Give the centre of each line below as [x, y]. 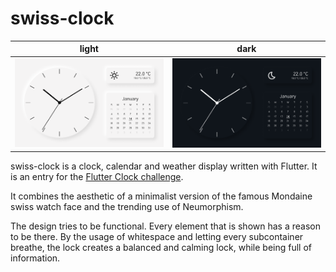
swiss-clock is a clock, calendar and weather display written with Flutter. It [164, 166]
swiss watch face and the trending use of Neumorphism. [127, 207]
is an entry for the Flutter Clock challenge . [97, 177]
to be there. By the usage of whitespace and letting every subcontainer [157, 237]
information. [35, 258]
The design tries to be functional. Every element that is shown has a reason [165, 226]
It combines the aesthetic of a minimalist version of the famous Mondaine [161, 196]
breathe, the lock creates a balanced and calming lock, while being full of [161, 248]
